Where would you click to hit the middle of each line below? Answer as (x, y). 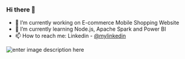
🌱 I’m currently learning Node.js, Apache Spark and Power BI (90, 29)
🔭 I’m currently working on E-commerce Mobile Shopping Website (97, 23)
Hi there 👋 (21, 10)
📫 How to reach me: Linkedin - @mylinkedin (71, 36)
